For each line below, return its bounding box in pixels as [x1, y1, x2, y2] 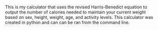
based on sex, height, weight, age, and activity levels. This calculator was [5, 15, 153, 20]
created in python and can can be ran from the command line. [5, 19, 130, 25]
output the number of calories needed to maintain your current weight [5, 9, 146, 15]
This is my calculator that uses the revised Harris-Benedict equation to [5, 4, 148, 10]
